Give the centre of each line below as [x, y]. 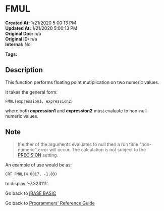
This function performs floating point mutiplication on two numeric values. [82, 82]
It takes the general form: [32, 92]
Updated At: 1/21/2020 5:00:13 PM [41, 28]
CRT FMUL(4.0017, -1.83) [31, 174]
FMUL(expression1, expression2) [39, 101]
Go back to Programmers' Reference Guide [50, 203]
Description [24, 70]
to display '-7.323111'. [27, 183]
